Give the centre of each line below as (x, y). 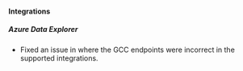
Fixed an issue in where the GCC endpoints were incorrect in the (128, 49)
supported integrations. (59, 58)
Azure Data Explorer (43, 30)
